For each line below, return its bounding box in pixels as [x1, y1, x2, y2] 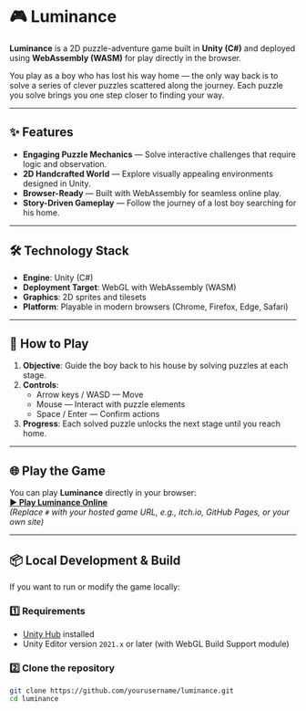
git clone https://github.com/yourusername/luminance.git [9, 685, 234, 695]
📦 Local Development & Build [9, 552, 181, 568]
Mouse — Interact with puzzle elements [36, 399, 186, 410]
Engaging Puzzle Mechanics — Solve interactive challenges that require [22, 149, 296, 160]
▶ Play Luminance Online [9, 497, 107, 508]
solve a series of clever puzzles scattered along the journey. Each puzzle [9, 79, 284, 90]
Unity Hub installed [22, 629, 95, 640]
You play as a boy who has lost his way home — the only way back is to [9, 69, 279, 81]
